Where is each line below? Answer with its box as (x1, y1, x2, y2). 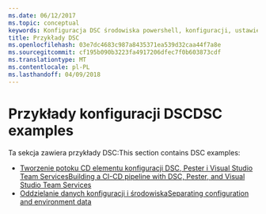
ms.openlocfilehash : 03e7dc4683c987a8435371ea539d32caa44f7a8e (8, 41, 222, 49)
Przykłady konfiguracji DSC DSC (8, 105, 223, 123)
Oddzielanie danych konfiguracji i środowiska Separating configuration (19, 188, 249, 198)
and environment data (19, 197, 92, 206)
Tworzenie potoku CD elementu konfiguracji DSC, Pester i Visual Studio (19, 163, 253, 173)
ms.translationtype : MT (8, 56, 87, 64)
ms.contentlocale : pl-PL (8, 63, 90, 71)
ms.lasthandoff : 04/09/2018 (8, 71, 101, 78)
